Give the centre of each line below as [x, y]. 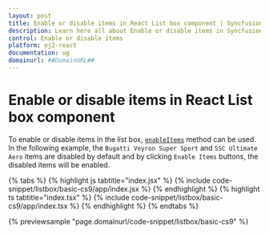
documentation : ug [39, 53]
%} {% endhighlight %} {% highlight [201, 188]
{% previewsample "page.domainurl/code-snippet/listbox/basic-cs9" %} [128, 221]
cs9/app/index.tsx [38, 206]
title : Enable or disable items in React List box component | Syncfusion [136, 23]
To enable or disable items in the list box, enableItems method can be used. [132, 139]
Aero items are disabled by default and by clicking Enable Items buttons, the [133, 156]
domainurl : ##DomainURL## [51, 61]
